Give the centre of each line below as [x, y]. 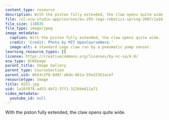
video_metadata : [22, 93]
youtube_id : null [28, 98]
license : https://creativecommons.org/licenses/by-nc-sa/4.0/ [72, 56]
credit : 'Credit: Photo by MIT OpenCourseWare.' [62, 42]
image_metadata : [22, 33]
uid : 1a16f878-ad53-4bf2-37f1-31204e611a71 [52, 89]
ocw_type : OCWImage [26, 61]
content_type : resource [30, 10]
